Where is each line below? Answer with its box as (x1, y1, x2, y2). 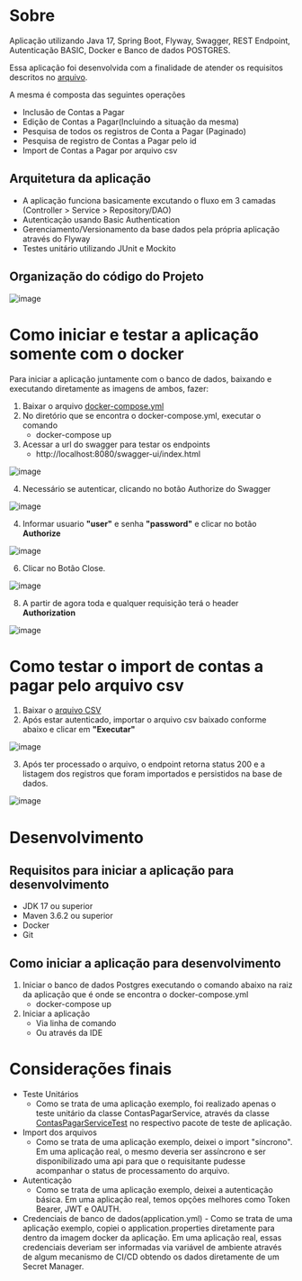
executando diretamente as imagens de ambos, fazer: (9, 383, 209, 394)
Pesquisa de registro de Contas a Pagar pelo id (22, 135, 197, 146)
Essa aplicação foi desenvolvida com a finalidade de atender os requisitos (9, 62, 283, 73)
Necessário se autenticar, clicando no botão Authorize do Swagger (22, 483, 271, 494)
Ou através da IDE (35, 1028, 103, 1039)
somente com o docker (9, 343, 184, 364)
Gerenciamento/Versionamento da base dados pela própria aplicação (22, 223, 280, 234)
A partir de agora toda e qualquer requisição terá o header (22, 597, 239, 608)
